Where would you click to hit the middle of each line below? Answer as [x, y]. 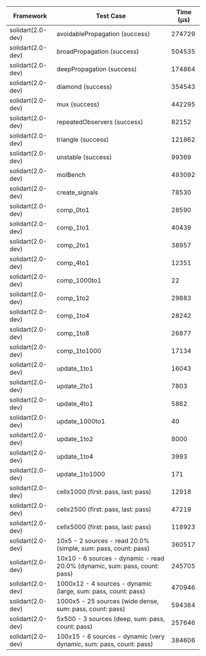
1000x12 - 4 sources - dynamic [104, 583]
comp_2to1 [73, 245]
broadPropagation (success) [98, 51]
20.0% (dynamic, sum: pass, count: [108, 566]
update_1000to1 [81, 421]
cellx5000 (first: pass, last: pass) [104, 527]
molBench [71, 175]
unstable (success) [84, 157]
